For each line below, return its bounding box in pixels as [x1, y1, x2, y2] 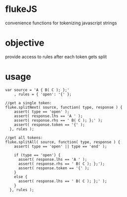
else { [14, 174, 28, 179]
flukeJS [5, 3, 38, 15]
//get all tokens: [5, 135, 43, 140]
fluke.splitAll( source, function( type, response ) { [5, 139, 121, 144]
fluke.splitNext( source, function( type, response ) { [5, 105, 123, 110]
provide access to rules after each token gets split [5, 54, 107, 60]
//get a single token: [5, 100, 52, 105]
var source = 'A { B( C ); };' [5, 87, 70, 92]
